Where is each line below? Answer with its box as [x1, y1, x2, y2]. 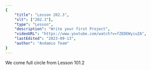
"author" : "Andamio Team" [14, 41, 70, 46]
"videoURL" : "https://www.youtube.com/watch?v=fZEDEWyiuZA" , [14, 31, 146, 36]
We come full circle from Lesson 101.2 [5, 59, 85, 65]
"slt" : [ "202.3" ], [14, 17, 53, 22]
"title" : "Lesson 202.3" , [14, 12, 70, 17]
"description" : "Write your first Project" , [14, 27, 110, 32]
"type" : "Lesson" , [14, 21, 53, 27]
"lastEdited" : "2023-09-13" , [14, 36, 76, 41]
